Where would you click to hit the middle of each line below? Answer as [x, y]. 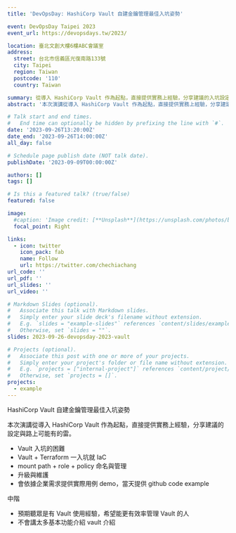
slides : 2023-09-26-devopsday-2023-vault [69, 337]
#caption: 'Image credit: [52, 220]
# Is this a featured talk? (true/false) [69, 194]
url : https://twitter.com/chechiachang [78, 265]
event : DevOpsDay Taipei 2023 [52, 26]
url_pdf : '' [25, 278]
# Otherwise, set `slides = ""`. [59, 330]
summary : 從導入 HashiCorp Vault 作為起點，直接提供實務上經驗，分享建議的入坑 [113, 98]
